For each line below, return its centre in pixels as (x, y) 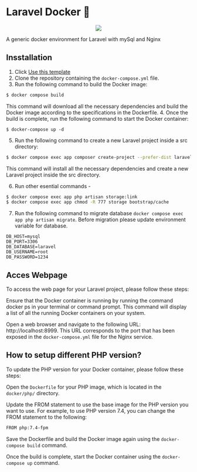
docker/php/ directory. (33, 393)
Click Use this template (43, 72)
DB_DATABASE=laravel (31, 247)
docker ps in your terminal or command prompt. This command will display (96, 307)
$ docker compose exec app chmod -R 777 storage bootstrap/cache (87, 202)
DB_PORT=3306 (22, 242)
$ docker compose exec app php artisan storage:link (72, 197)
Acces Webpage (37, 275)
